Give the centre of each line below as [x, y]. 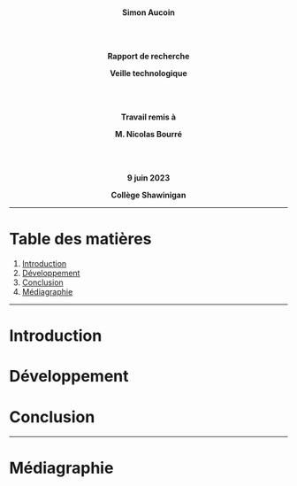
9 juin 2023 [148, 178]
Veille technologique [148, 73]
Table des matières [80, 239]
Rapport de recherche [148, 56]
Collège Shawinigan [148, 195]
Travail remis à [148, 117]
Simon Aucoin [148, 12]
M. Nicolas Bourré [148, 134]
